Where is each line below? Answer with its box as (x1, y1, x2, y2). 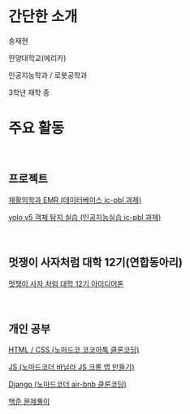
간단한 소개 (8, 7, 78, 26)
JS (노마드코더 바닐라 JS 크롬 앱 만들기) (8, 362, 136, 372)
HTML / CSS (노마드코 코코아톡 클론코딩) (8, 345, 140, 355)
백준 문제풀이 (8, 397, 50, 407)
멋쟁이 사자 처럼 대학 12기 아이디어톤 (8, 278, 124, 288)
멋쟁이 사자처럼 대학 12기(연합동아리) (8, 256, 183, 270)
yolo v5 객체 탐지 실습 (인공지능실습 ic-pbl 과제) (8, 212, 162, 222)
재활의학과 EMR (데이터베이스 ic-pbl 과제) (8, 195, 142, 205)
